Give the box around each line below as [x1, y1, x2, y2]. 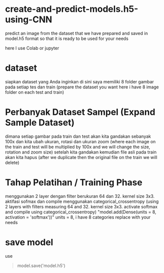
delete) [5, 159, 20, 165]
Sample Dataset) [5, 117, 75, 128]
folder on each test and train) [5, 89, 65, 95]
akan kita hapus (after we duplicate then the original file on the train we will [5, 154, 158, 160]
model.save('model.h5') [17, 263, 66, 269]
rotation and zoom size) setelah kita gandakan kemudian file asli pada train [5, 149, 157, 155]
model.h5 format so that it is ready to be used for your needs [5, 36, 129, 41]
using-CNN [5, 14, 53, 25]
